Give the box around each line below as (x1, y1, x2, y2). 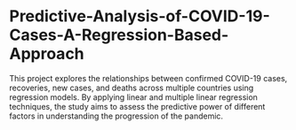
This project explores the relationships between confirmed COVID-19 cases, (9, 73, 288, 83)
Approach (9, 44, 84, 64)
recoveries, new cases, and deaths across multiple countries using (9, 82, 254, 93)
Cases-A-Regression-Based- (9, 25, 229, 45)
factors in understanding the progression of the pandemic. (9, 111, 224, 121)
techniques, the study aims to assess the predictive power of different (9, 101, 266, 111)
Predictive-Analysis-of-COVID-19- (9, 6, 271, 27)
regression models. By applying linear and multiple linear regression (9, 91, 258, 103)
